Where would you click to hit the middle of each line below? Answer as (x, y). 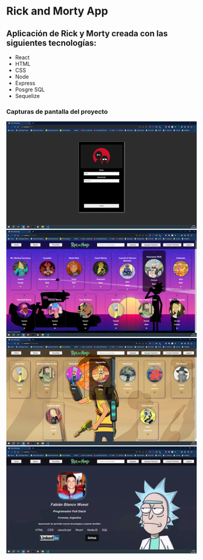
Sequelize (27, 96)
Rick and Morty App (57, 11)
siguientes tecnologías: (51, 43)
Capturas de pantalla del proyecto (57, 111)
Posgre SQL (30, 90)
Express (25, 83)
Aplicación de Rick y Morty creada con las (87, 34)
